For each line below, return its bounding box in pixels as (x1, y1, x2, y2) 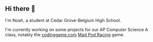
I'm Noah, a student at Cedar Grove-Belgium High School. (5, 17, 121, 23)
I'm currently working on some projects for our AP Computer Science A (5, 27, 149, 32)
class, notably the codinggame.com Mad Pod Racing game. (5, 31, 125, 37)
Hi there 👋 (5, 5, 36, 13)
